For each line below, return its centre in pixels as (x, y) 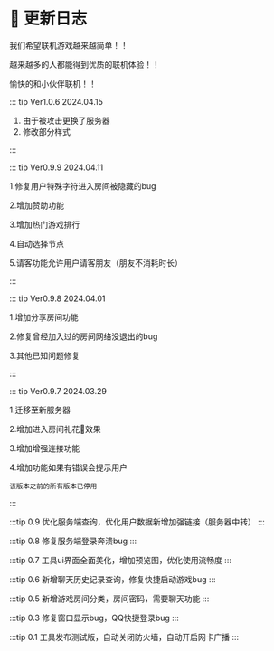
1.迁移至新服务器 (40, 410)
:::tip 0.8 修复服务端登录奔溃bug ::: (73, 541)
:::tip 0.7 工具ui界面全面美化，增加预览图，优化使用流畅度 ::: (121, 560)
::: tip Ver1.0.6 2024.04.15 (57, 101)
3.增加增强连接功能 (45, 448)
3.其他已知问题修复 (45, 355)
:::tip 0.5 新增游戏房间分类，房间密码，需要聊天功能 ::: (109, 599)
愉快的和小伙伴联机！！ (53, 83)
